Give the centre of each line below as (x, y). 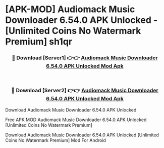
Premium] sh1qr (39, 42)
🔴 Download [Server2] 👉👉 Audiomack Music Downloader (85, 91)
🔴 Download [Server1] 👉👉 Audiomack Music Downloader (85, 58)
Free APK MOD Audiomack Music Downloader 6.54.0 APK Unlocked (76, 120)
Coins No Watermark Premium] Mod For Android (56, 140)
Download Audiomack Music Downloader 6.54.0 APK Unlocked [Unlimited (82, 135)
